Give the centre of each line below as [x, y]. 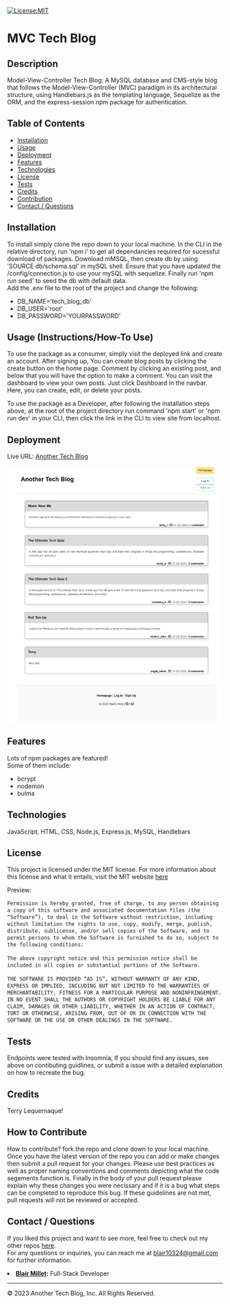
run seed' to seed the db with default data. [67, 280]
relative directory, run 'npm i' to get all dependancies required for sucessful [114, 251]
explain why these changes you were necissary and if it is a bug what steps [114, 1185]
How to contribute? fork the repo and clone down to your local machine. [108, 1149]
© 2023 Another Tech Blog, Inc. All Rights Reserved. [81, 1293]
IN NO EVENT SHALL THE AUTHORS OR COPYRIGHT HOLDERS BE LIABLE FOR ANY [111, 1000]
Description [33, 64]
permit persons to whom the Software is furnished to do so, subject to [113, 938]
